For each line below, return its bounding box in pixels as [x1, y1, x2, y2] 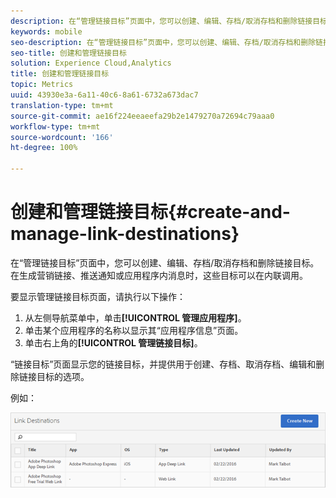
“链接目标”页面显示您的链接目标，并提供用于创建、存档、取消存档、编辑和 [10, 358, 317, 370]
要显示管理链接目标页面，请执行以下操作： [10, 290, 186, 302]
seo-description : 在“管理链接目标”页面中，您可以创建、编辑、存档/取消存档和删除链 [10, 37, 323, 47]
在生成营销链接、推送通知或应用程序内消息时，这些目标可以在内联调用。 [10, 269, 308, 281]
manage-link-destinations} [10, 223, 240, 245]
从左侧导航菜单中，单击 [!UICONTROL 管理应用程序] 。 [24, 311, 247, 324]
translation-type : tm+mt [10, 100, 114, 110]
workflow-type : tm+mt [10, 121, 101, 132]
